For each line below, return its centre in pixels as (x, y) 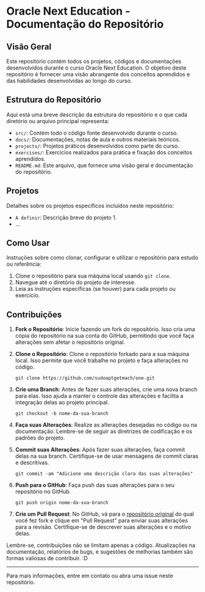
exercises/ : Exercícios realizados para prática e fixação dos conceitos (104, 152)
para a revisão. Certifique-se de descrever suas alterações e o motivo (103, 527)
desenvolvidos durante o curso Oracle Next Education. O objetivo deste (96, 68)
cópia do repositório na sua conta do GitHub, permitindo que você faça (104, 336)
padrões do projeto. (40, 438)
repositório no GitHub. (43, 491)
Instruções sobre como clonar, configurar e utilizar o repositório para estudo (102, 258)
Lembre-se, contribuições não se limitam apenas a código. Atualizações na (101, 545)
